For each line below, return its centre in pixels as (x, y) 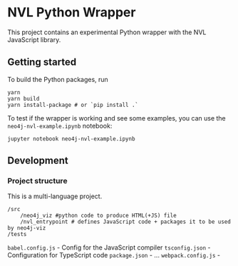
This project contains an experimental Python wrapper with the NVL (107, 32)
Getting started (42, 62)
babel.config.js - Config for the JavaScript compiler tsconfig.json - (109, 247)
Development (38, 161)
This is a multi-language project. (55, 196)
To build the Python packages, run (58, 79)
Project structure (37, 181)
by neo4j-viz (27, 228)
